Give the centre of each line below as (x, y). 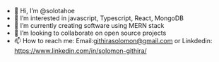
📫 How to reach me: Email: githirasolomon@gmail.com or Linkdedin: (113, 41)
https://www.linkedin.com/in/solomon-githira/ (80, 51)
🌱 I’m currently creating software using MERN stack (89, 25)
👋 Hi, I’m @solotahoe (45, 11)
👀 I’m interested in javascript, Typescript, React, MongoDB (99, 18)
